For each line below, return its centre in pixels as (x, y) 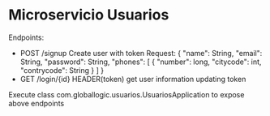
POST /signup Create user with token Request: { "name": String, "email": (141, 53)
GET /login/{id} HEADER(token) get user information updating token (133, 79)
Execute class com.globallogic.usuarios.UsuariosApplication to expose (126, 94)
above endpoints (36, 103)
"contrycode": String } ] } (62, 70)
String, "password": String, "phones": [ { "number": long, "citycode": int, (141, 62)
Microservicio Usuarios (89, 15)
